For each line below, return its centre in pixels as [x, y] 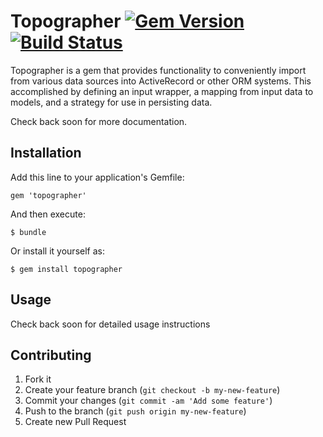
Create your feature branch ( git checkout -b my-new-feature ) [152, 390]
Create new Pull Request [75, 422]
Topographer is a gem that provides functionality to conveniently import [158, 70]
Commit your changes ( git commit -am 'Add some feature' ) [148, 401]
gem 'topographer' [48, 195]
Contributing [51, 355]
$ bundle [28, 232]
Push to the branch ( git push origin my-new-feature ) [135, 411]
